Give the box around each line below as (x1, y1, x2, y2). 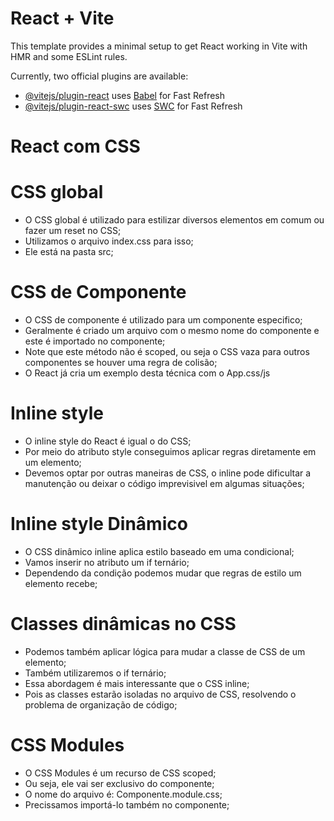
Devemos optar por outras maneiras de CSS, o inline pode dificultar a (24, 467, 312, 479)
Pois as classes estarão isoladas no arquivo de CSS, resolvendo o (24, 688, 297, 700)
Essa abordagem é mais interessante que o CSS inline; (24, 677, 250, 689)
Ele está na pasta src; (24, 246, 114, 258)
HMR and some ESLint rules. (10, 50, 128, 62)
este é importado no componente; (24, 335, 166, 347)
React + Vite (10, 7, 115, 30)
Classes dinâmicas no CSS (10, 613, 237, 636)
